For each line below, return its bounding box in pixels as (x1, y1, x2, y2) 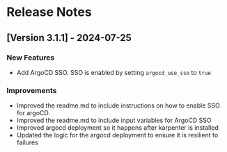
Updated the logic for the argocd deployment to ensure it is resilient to (16, 131, 219, 140)
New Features (6, 53, 55, 62)
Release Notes (6, 4, 92, 20)
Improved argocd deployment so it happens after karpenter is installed (16, 124, 219, 132)
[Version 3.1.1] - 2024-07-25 (6, 32, 132, 44)
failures (16, 138, 39, 146)
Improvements (6, 85, 57, 95)
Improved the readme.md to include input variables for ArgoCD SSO (16, 116, 212, 125)
